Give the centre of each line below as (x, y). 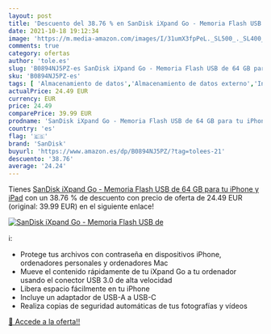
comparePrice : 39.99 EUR (50, 114)
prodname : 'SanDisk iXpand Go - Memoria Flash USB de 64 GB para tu (126, 121)
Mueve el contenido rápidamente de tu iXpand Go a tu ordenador (128, 272)
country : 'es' (32, 129)
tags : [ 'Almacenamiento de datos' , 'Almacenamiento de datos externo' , (131, 83)
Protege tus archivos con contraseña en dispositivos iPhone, (121, 255)
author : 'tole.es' (39, 61)
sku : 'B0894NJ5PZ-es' (45, 76)
